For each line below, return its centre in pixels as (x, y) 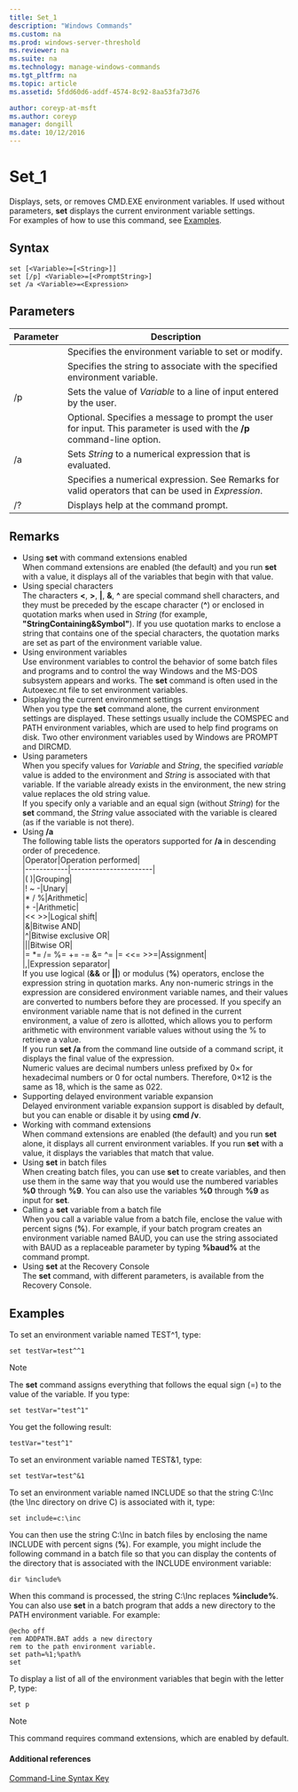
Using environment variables (74, 652)
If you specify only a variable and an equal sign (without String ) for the (151, 804)
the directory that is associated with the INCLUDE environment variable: (141, 1563)
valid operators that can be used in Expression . (165, 490)
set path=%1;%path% (45, 1655)
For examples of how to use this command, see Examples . (115, 220)
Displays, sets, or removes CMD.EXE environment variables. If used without (147, 201)
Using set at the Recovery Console (86, 1266)
